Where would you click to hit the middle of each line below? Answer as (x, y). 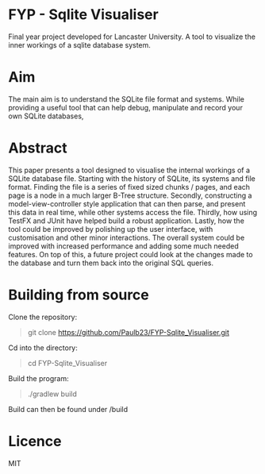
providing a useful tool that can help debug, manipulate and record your (126, 107)
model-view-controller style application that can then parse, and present (127, 203)
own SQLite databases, (46, 116)
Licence (35, 441)
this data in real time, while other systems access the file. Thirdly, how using (133, 212)
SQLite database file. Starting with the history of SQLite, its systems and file (132, 178)
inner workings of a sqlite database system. (79, 44)
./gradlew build (52, 394)
